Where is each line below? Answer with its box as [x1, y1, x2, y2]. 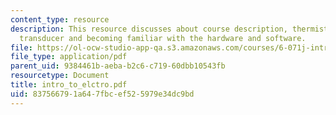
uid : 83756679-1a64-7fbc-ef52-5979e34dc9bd [10, 89, 195, 99]
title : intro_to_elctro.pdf [10, 80, 128, 90]
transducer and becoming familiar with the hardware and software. [19, 33, 307, 43]
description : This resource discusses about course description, [10, 24, 288, 34]
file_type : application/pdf [10, 52, 128, 62]
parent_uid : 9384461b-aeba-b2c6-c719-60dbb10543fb [10, 61, 226, 71]
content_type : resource [10, 14, 110, 25]
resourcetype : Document [10, 71, 110, 81]
